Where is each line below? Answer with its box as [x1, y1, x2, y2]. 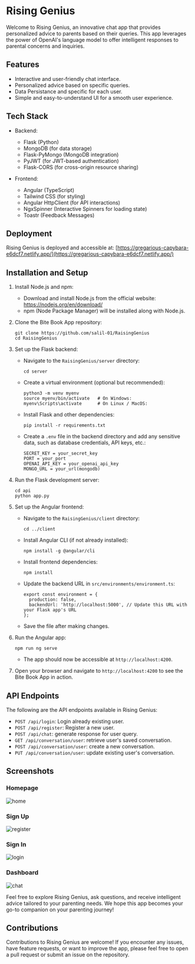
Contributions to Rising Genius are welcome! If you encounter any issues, [6, 939, 184, 946]
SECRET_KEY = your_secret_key [23, 451, 98, 457]
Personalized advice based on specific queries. [14, 82, 130, 89]
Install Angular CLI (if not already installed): [23, 536, 128, 544]
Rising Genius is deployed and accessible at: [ [6, 244, 118, 252]
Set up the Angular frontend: [14, 503, 84, 510]
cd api [14, 488, 31, 494]
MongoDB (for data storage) [23, 145, 92, 152]
